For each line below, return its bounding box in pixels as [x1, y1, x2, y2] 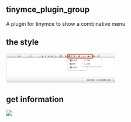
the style [6, 38, 39, 48]
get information [6, 94, 64, 104]
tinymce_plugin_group [6, 5, 90, 15]
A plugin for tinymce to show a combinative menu [6, 20, 126, 27]
